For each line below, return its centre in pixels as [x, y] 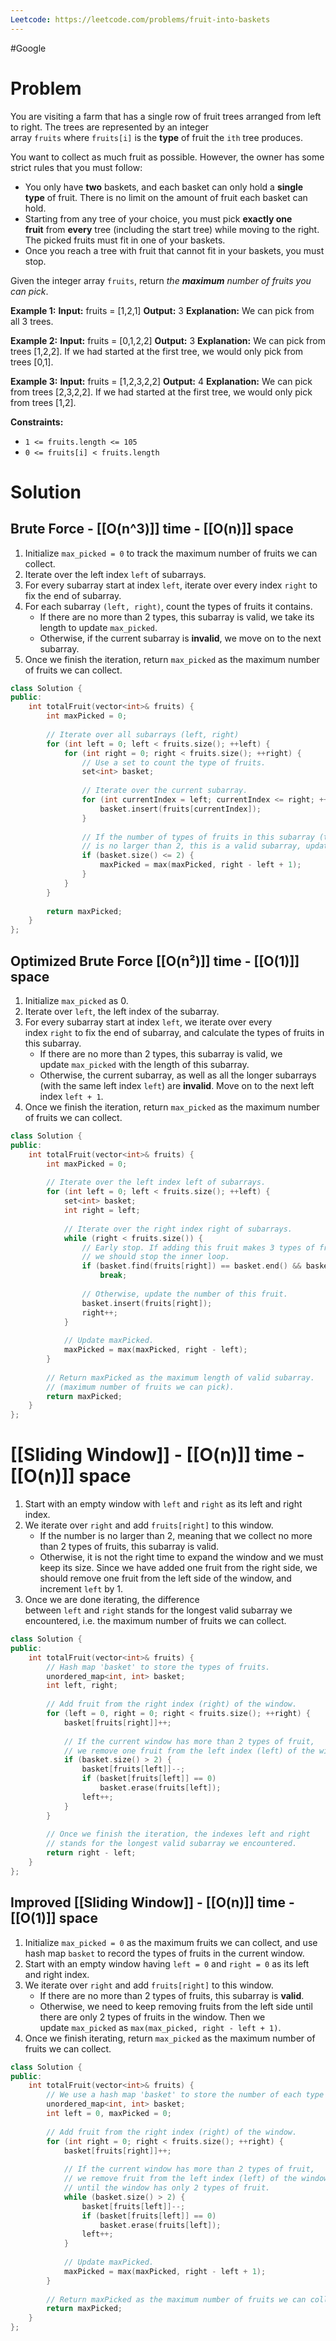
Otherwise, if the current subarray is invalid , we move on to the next [180, 638]
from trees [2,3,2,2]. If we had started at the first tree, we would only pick [161, 392]
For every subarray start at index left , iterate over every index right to [171, 585]
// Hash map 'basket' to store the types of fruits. [158, 1667]
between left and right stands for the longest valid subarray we [158, 1610]
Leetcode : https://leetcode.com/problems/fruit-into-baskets [140, 19]
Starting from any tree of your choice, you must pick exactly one [158, 218]
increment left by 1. [81, 1589]
